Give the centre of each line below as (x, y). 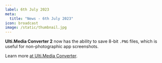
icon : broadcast (22, 23)
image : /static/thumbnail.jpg (36, 28)
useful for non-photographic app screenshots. (52, 47)
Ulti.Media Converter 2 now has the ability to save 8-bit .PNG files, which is (81, 41)
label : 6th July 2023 (27, 9)
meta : (11, 14)
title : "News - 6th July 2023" (41, 18)
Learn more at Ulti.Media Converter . (41, 56)
